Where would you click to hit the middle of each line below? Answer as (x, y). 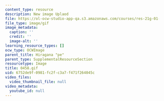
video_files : (18, 77)
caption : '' (22, 32)
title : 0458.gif (21, 68)
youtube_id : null (27, 91)
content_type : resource (29, 9)
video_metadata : (21, 86)
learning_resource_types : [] (35, 46)
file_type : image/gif (27, 23)
